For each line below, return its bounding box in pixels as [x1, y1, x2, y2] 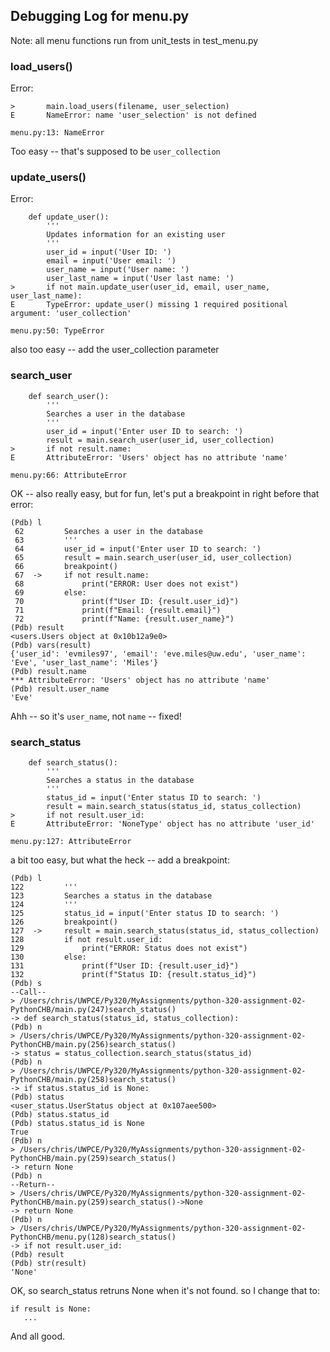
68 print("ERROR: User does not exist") [14, 579, 240, 589]
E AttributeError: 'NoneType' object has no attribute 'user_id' [10, 819, 315, 829]
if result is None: [10, 1304, 92, 1314]
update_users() [10, 170, 87, 184]
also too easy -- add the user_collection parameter [10, 344, 220, 356]
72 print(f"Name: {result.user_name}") [14, 614, 235, 624]
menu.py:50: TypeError [10, 326, 105, 336]
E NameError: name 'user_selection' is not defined [10, 110, 257, 121]
